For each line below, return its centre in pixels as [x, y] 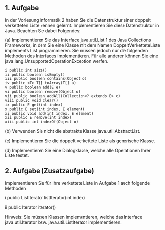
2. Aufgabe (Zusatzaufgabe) [50, 171]
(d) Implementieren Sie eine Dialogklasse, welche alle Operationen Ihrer [78, 150]
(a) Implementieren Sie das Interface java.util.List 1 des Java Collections [78, 40]
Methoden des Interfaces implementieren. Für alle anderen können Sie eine [82, 56]
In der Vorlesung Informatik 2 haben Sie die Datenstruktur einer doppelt [78, 20]
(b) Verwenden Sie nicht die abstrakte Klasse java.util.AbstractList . [73, 131]
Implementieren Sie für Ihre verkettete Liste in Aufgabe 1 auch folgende [78, 183]
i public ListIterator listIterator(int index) [45, 197]
